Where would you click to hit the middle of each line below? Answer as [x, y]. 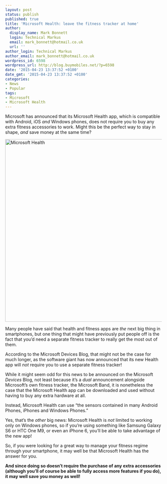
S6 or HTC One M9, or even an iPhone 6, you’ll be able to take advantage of [83, 431]
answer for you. [21, 456]
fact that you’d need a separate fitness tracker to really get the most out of [81, 339]
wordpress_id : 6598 [25, 61]
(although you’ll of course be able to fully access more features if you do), [83, 471]
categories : [17, 79]
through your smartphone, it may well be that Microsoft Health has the [77, 451]
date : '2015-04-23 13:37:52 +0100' [42, 70]
